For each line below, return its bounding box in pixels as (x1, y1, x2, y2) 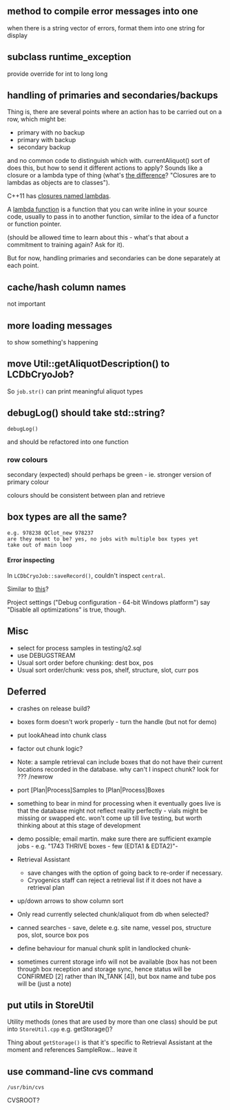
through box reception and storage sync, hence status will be (17, 964, 191, 973)
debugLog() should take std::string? (7, 407, 165, 419)
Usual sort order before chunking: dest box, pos (17, 659, 154, 667)
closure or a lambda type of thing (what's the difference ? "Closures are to (7, 171, 217, 179)
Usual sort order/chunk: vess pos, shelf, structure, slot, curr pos (17, 665, 199, 674)
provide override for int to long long (7, 69, 108, 78)
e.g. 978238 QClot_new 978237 (7, 529, 94, 536)
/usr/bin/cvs (7, 1084, 45, 1091)
